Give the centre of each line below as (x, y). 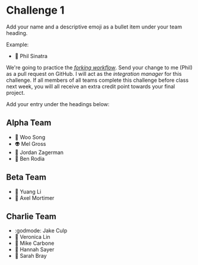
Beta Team (26, 178)
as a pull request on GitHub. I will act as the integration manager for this (94, 74)
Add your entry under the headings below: (58, 104)
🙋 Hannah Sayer (34, 250)
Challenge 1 (35, 10)
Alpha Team (29, 123)
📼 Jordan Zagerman (39, 152)
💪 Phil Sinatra (31, 56)
